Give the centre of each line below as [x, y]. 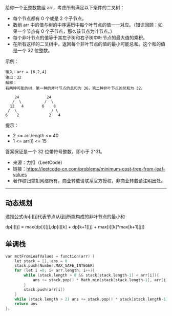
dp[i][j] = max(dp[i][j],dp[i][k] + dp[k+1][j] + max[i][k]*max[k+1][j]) [75, 226]
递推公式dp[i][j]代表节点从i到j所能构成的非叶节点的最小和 [65, 216]
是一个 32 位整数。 [33, 50]
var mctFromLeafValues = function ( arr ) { [50, 256]
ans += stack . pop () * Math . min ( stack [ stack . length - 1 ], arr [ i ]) [101, 280]
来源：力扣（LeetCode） [39, 162]
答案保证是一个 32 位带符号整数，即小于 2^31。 [55, 152]
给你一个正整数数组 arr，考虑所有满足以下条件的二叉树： [65, 7]
